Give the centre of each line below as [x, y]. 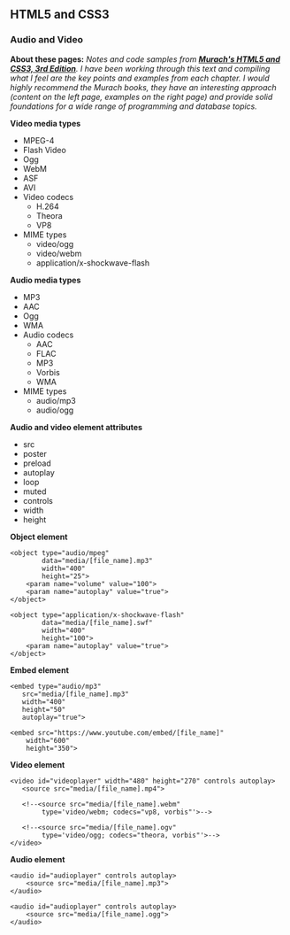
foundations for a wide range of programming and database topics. [134, 106]
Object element [39, 537]
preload [37, 463]
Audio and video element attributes [76, 427]
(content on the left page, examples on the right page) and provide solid [141, 97]
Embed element [40, 670]
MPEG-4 [38, 140]
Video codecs [48, 197]
